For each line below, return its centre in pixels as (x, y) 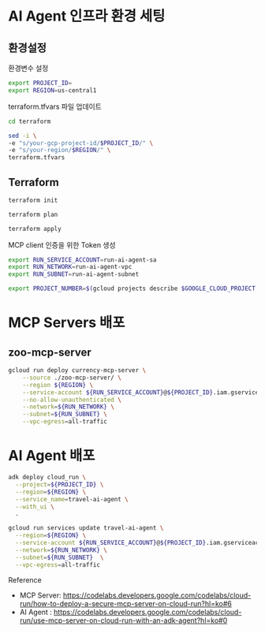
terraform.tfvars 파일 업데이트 (55, 106)
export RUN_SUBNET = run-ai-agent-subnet (74, 274)
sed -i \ (22, 136)
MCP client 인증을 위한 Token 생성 (62, 244)
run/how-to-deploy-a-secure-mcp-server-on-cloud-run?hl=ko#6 (126, 603)
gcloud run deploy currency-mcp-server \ (77, 370)
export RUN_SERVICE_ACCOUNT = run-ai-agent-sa (82, 260)
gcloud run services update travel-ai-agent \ (86, 528)
